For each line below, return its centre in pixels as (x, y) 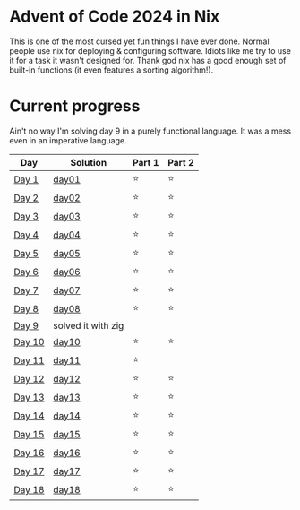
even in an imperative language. (68, 140)
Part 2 (181, 162)
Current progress (75, 106)
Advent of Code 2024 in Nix (115, 17)
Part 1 (146, 162)
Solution (89, 162)
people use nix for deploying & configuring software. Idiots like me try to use (150, 50)
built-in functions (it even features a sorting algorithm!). (111, 70)
